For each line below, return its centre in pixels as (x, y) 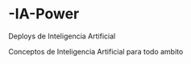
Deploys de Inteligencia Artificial (62, 36)
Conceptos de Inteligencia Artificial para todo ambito (96, 51)
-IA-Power (44, 14)
